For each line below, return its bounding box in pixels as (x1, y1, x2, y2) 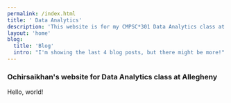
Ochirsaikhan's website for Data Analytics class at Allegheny (7, 72, 218, 81)
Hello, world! (7, 88, 44, 96)
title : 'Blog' (13, 42, 54, 49)
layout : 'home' (7, 29, 51, 37)
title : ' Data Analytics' (7, 17, 82, 24)
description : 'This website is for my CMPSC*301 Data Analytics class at (7, 23, 225, 30)
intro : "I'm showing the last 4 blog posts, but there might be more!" (13, 49, 225, 56)
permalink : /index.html (7, 10, 76, 17)
